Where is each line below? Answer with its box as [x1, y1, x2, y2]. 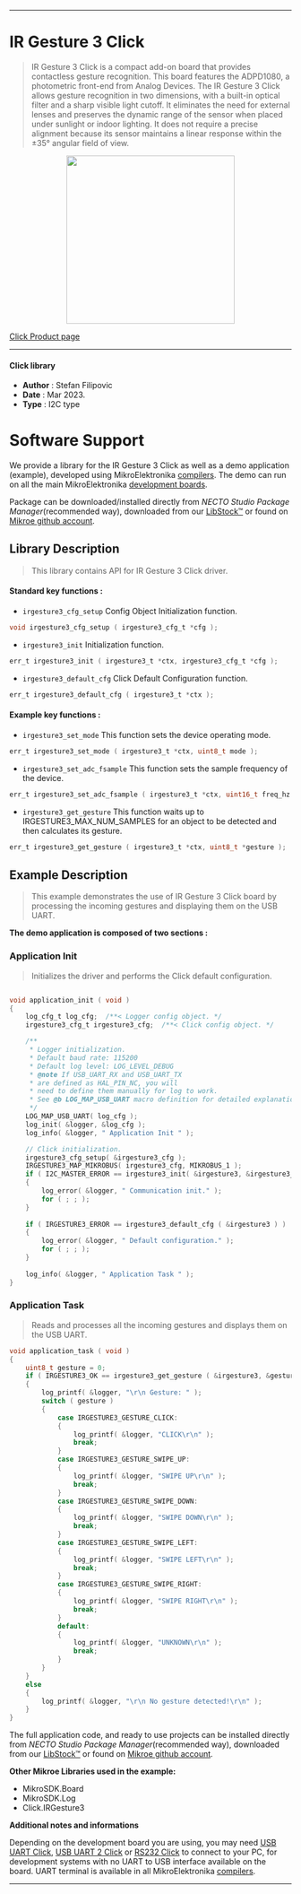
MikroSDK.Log [21, 1793, 76, 1803]
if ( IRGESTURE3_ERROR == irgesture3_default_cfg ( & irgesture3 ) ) [25, 1220, 287, 1229]
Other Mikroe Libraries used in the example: [9, 1766, 176, 1777]
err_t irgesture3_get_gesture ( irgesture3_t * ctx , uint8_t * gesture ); [9, 842, 287, 852]
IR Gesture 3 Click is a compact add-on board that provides [30, 61, 251, 72]
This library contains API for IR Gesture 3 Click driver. [30, 565, 228, 576]
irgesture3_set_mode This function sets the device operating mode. [21, 729, 271, 740]
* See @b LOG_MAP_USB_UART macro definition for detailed [29, 1095, 251, 1104]
